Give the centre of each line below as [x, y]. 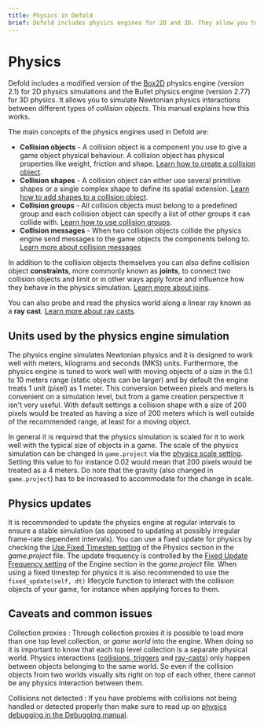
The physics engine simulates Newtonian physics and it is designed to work [131, 355]
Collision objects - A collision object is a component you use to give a [133, 147]
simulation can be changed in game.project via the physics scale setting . [126, 453]
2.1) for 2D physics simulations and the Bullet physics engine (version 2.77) [130, 92]
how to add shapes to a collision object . [84, 197]
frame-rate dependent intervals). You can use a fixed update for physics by [130, 539]
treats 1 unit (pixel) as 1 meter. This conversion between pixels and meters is [131, 388]
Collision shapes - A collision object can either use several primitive [130, 181]
